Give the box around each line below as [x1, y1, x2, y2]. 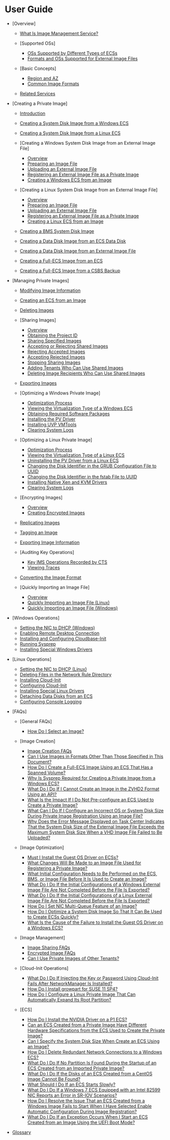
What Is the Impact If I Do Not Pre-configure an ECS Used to [27, 797, 154, 803]
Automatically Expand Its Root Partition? [27, 996, 111, 1002]
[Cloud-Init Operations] [19, 965, 69, 971]
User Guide [5, 4, 53, 15]
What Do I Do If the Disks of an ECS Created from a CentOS [27, 1070, 153, 1076]
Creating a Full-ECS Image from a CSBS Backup [19, 268, 121, 274]
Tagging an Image [19, 529, 58, 536]
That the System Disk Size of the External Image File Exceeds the [27, 824, 164, 830]
